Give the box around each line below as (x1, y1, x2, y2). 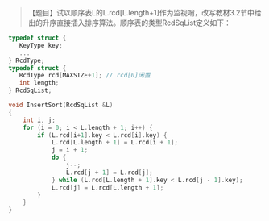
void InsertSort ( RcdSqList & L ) (8, 101, 114, 109)
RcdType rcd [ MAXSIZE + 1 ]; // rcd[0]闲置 (19, 72, 151, 80)
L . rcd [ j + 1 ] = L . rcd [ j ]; (65, 169, 153, 177)
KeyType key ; (19, 41, 63, 49)
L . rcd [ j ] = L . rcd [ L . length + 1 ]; (51, 183, 164, 192)
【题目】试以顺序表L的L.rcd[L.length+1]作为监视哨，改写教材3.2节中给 (27, 8, 262, 17)
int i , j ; (23, 116, 56, 124)
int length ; (19, 79, 60, 87)
